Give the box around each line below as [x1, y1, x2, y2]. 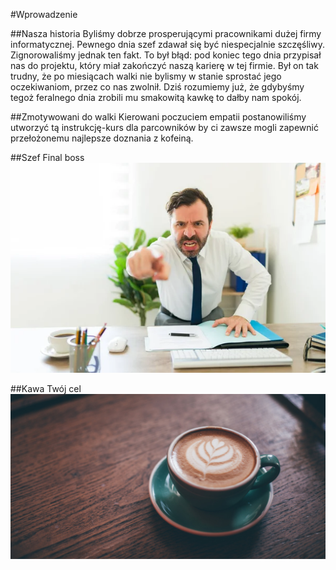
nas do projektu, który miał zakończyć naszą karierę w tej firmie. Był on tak [10, 60, 319, 71]
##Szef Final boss [10, 152, 85, 163]
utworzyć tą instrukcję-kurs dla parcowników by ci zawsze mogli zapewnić [10, 122, 319, 133]
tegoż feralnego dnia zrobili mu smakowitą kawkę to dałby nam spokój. [10, 92, 302, 103]
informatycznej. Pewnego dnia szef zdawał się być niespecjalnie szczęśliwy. [10, 39, 326, 50]
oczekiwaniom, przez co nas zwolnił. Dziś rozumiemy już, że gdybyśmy [10, 81, 305, 93]
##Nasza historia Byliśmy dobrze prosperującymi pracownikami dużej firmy [10, 28, 322, 39]
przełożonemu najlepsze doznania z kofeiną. [10, 132, 194, 144]
